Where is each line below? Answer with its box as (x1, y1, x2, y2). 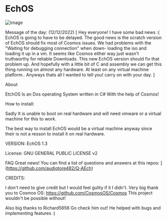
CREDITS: (5, 174, 25, 180)
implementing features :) (5, 210, 56, 216)
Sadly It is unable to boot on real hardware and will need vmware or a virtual (5, 110, 162, 116)
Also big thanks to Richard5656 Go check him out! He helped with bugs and (5, 204, 161, 210)
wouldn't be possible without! (5, 195, 66, 201)
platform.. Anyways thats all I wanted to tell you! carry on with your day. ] (5, 71, 155, 77)
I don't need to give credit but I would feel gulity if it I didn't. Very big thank (5, 184, 159, 190)
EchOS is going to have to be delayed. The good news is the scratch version (5, 34, 162, 40)
